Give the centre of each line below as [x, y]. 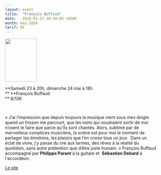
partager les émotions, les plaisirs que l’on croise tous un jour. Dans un [76, 138]
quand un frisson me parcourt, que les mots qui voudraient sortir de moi [77, 123]
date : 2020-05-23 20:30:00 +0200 [41, 18]
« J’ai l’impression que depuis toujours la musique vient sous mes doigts [77, 117]
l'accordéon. [18, 159]
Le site [12, 168]
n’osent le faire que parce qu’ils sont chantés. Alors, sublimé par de [72, 128]
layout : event [19, 9]
